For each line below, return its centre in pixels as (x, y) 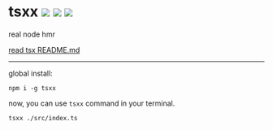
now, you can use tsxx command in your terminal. (92, 103)
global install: (30, 73)
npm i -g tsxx (32, 88)
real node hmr (32, 34)
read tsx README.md (44, 50)
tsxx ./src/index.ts (43, 118)
